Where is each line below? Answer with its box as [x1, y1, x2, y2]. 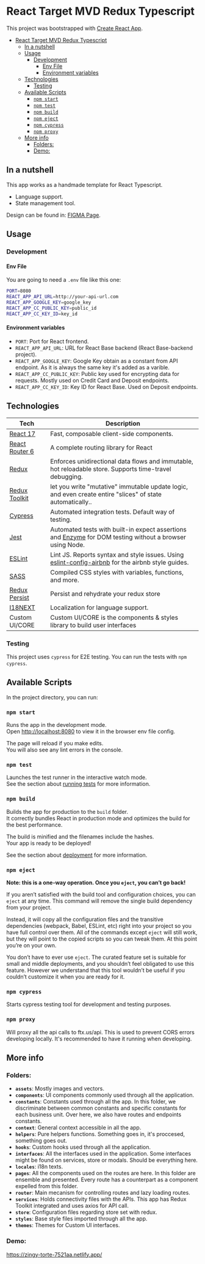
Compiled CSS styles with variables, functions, [49, 568, 184, 576]
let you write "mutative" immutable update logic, [49, 482, 188, 491]
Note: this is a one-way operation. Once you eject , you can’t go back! [6, 879, 186, 886]
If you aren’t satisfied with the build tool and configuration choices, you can [6, 890, 196, 898]
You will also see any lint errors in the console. [6, 746, 123, 754]
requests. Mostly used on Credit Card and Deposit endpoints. [15, 377, 170, 384]
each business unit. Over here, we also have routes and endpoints [15, 1111, 182, 1118]
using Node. [49, 540, 85, 549]
